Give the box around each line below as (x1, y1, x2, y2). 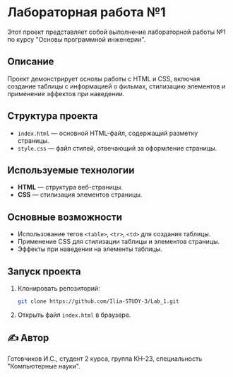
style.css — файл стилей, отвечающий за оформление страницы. (17, 144, 217, 152)
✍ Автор (7, 332, 49, 344)
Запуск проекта (7, 265, 81, 277)
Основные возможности (7, 211, 122, 223)
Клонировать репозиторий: (17, 284, 100, 292)
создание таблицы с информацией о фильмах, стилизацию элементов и (7, 82, 226, 91)
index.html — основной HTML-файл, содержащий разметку (17, 129, 198, 137)
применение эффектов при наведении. (7, 89, 125, 98)
